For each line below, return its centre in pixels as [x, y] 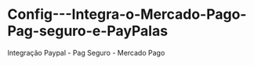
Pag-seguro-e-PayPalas [88, 31]
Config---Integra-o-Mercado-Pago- [127, 14]
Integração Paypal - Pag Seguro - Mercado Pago [86, 52]
